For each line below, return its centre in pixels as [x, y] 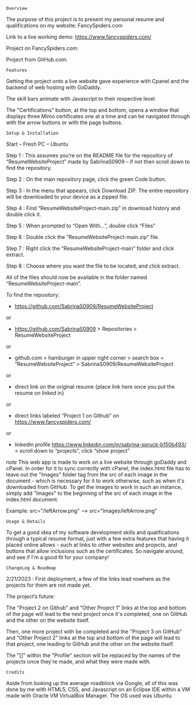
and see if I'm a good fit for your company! [58, 557]
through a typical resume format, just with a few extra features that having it [97, 538]
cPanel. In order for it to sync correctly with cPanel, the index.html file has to [98, 468]
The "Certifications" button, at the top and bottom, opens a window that [93, 110]
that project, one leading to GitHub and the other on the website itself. [90, 644]
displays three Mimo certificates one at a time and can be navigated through [98, 116]
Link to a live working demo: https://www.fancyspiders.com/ [79, 37]
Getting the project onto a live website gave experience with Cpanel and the [97, 81]
